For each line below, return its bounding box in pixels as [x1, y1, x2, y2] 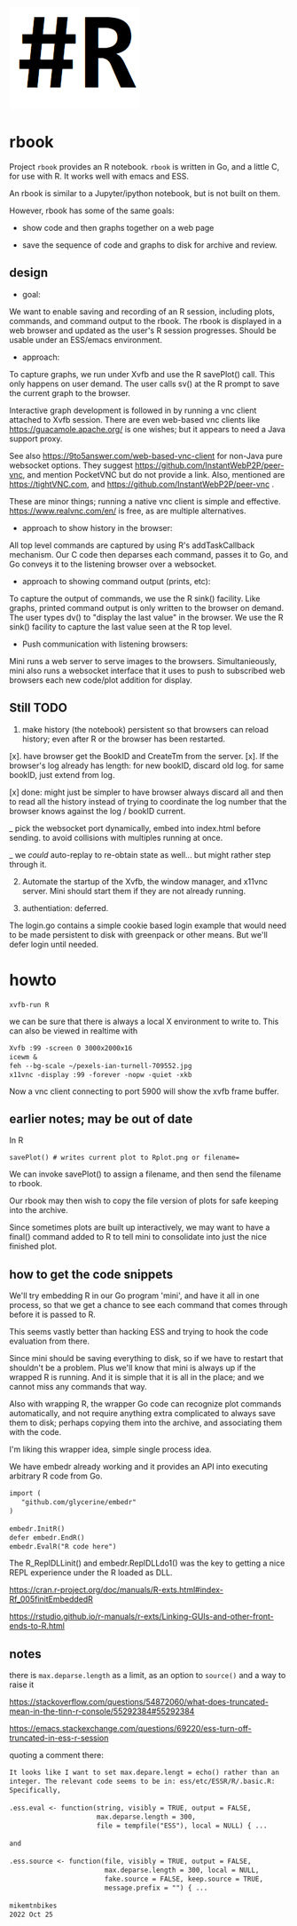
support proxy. [9, 433, 63, 444]
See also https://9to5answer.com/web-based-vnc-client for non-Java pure [9, 450, 284, 461]
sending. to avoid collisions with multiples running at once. [9, 832, 223, 843]
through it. [9, 859, 47, 869]
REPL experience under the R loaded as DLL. [9, 1567, 173, 1578]
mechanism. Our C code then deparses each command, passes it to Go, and [9, 549, 288, 559]
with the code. [9, 1427, 62, 1438]
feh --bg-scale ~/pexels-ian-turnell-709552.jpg [9, 1061, 192, 1070]
